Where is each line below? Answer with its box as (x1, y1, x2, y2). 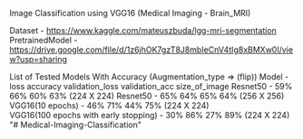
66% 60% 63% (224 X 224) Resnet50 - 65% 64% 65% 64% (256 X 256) (9, 90, 285, 101)
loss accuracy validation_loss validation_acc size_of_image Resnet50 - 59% (9, 81, 293, 91)
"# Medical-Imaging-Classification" (9, 119, 142, 130)
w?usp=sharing (9, 54, 68, 64)
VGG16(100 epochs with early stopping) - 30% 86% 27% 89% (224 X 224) (9, 110, 290, 120)
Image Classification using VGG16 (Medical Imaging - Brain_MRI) (9, 8, 251, 18)
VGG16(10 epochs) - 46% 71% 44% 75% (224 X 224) (9, 100, 210, 111)
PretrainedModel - (9, 35, 78, 45)
